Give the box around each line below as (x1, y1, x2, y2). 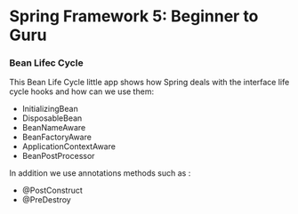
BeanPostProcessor (21, 151, 95, 162)
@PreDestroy (21, 194, 71, 205)
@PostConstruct (21, 185, 83, 196)
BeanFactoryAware (21, 131, 92, 143)
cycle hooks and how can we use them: (9, 86, 154, 97)
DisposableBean (21, 113, 83, 123)
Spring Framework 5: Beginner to (9, 6, 259, 27)
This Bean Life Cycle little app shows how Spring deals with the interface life (9, 77, 290, 88)
